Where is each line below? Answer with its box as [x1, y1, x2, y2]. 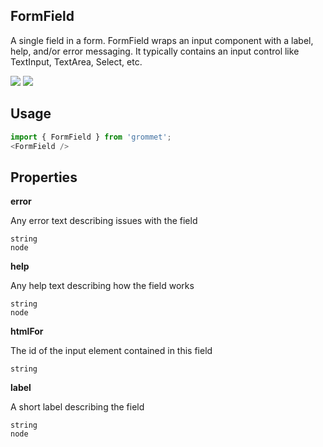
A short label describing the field [10, 401, 145, 413]
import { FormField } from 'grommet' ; [10, 132, 172, 142]
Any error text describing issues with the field [10, 215, 198, 227]
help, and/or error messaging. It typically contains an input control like [10, 45, 300, 57]
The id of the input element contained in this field [10, 345, 213, 357]
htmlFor [10, 325, 44, 338]
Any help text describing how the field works [10, 280, 195, 292]
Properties [10, 169, 78, 186]
